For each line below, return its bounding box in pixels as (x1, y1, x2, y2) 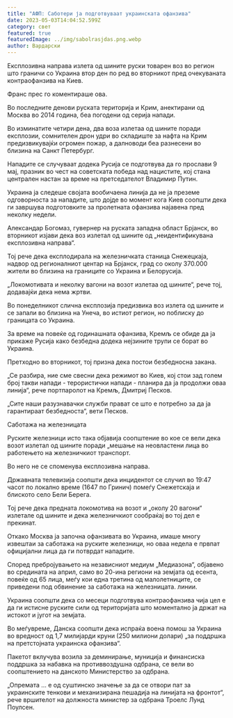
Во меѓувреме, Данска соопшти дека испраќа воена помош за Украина (7, 624, 222, 632)
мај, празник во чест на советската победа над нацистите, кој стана (7, 168, 211, 175)
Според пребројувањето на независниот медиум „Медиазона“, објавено (7, 561, 224, 568)
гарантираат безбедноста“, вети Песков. (7, 407, 129, 415)
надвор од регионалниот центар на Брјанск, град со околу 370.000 (7, 260, 208, 268)
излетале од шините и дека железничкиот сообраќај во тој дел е (7, 511, 200, 519)
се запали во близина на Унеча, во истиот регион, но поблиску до (7, 309, 204, 317)
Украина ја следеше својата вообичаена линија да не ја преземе (7, 189, 200, 196)
